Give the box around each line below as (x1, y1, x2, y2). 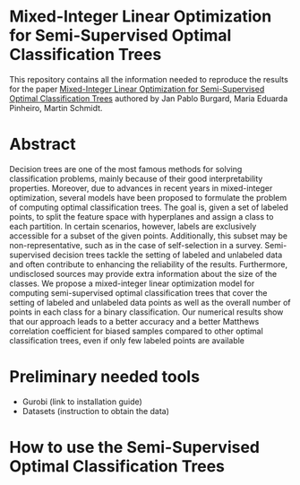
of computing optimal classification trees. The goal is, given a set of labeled (9, 202, 288, 212)
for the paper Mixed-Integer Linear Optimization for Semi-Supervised (9, 83, 265, 94)
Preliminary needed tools (9, 367, 200, 387)
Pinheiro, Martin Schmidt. (9, 102, 103, 113)
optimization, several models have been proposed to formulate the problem (9, 192, 287, 203)
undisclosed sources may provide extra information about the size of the (9, 268, 278, 279)
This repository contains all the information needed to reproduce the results (9, 74, 288, 84)
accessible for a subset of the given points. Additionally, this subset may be (9, 230, 288, 241)
